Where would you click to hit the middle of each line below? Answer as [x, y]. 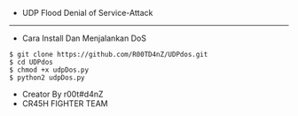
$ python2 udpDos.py [47, 78]
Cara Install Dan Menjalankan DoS [84, 38]
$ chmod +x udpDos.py [49, 70]
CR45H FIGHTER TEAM [65, 104]
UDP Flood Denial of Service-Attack [87, 13]
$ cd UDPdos [31, 62]
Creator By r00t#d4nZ [63, 94]
